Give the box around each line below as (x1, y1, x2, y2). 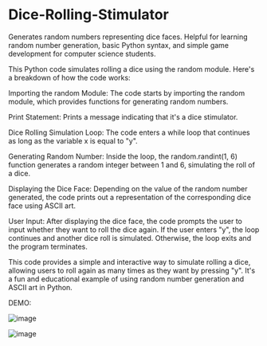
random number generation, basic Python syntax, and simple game (8, 40, 230, 49)
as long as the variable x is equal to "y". (8, 136, 138, 145)
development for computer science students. (8, 49, 156, 58)
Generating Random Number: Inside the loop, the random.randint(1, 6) (8, 151, 238, 161)
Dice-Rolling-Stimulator (8, 6, 169, 24)
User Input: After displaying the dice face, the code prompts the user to (8, 216, 243, 226)
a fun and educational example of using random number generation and (8, 273, 245, 284)
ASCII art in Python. (8, 282, 73, 292)
